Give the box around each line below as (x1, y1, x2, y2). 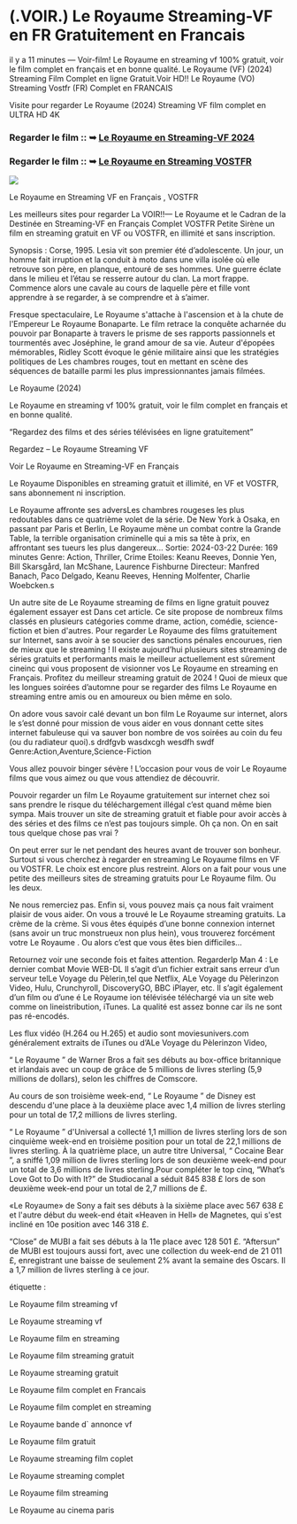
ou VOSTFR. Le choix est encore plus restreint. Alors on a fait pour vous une (9, 864, 287, 875)
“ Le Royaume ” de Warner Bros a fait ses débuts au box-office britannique (9, 1054, 281, 1065)
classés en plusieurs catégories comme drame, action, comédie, (9, 616, 245, 626)
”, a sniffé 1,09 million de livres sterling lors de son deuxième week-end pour (9, 1155, 287, 1166)
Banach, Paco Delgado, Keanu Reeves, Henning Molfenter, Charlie (9, 571, 250, 581)
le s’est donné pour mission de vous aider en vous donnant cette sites (9, 718, 263, 728)
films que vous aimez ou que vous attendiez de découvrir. (9, 773, 220, 783)
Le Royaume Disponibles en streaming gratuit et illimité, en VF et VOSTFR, (9, 478, 279, 489)
